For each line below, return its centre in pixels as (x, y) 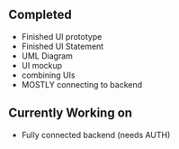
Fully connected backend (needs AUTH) (96, 135)
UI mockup (42, 65)
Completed (40, 15)
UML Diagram (47, 56)
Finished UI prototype (62, 36)
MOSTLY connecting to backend (82, 84)
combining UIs (48, 75)
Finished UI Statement (63, 46)
